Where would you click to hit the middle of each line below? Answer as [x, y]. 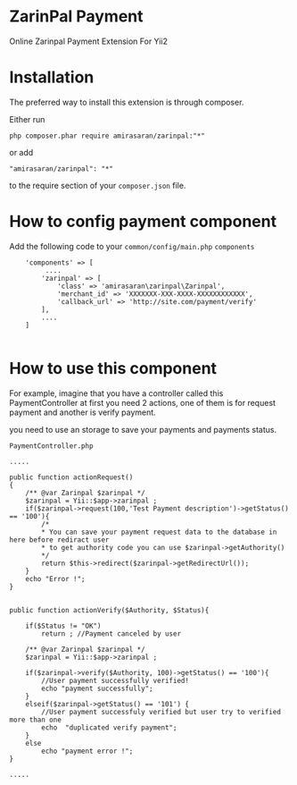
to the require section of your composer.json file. [98, 185]
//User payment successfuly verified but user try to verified [161, 712]
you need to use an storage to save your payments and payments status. [143, 429]
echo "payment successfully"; [97, 688]
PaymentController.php [51, 446]
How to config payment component [143, 222]
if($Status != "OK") [63, 626]
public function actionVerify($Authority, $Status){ [109, 610]
